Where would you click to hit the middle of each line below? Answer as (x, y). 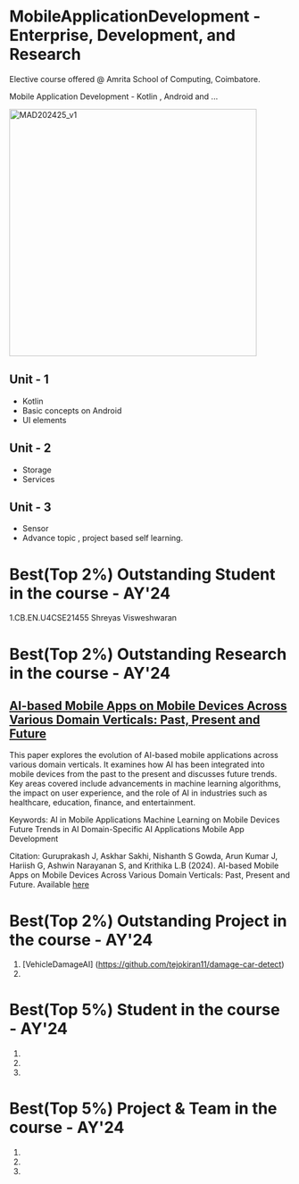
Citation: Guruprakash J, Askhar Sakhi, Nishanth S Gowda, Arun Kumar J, (144, 856)
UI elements (44, 420)
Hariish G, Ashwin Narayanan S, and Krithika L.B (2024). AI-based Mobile (144, 866)
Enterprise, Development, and (123, 35)
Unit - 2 (30, 448)
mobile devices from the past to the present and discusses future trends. (143, 774)
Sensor (35, 529)
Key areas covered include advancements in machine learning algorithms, (145, 784)
